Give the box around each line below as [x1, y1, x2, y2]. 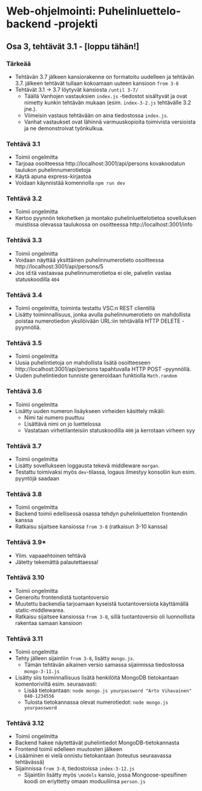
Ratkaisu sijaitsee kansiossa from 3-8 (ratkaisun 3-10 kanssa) [15, 523, 168, 531]
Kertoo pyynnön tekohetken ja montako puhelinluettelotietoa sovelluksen [15, 214, 197, 222]
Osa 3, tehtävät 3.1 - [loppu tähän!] [6, 41, 140, 51]
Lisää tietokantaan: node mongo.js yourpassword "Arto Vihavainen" [24, 687, 192, 694]
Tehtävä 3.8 [6, 489, 42, 498]
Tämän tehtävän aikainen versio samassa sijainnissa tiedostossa [24, 661, 184, 669]
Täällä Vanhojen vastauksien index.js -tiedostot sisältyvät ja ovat [24, 92, 187, 99]
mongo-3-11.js [24, 669, 60, 675]
